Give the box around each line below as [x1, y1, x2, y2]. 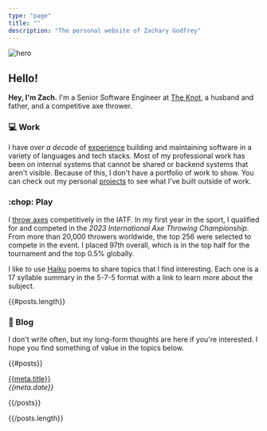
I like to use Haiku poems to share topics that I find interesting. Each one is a [8, 264, 259, 274]
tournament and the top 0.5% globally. [8, 248, 135, 258]
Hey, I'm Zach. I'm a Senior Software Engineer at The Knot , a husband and [8, 93, 254, 102]
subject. [8, 281, 35, 291]
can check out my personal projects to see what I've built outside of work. [8, 176, 252, 186]
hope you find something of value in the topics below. [8, 343, 185, 353]
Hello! [8, 71, 38, 85]
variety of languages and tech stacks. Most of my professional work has [8, 151, 245, 160]
